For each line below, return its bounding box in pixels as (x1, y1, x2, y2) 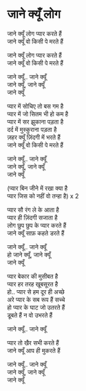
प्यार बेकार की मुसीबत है (7, 272, 58, 280)
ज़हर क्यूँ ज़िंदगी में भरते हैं (7, 133, 61, 141)
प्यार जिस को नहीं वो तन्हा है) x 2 (7, 191, 79, 200)
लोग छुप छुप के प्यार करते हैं (7, 221, 67, 229)
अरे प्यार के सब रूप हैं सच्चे (7, 295, 65, 303)
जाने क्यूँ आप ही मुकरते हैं (7, 346, 61, 354)
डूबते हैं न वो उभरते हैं (7, 311, 53, 319)
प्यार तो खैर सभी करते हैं (7, 338, 60, 347)
